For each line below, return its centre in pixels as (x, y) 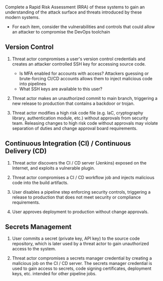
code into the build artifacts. (40, 182)
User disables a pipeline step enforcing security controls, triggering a (81, 192)
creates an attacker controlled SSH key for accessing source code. (79, 64)
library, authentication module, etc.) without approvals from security (80, 118)
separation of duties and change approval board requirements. (75, 128)
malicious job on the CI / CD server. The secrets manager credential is (82, 264)
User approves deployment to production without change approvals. (80, 212)
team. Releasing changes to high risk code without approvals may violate (85, 123)
